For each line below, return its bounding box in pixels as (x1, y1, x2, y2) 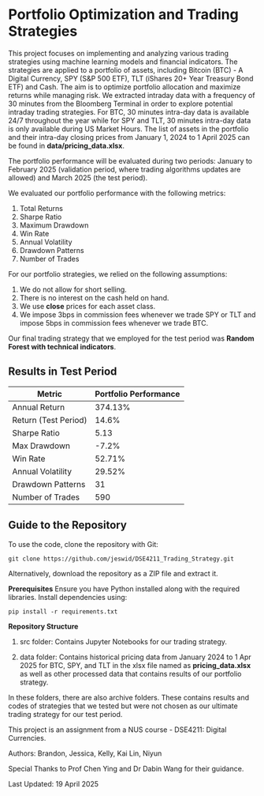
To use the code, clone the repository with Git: (8, 539, 159, 549)
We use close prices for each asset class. (19, 301, 156, 311)
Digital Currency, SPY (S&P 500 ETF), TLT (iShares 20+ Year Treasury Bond (8, 74, 254, 83)
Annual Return (12, 402, 65, 413)
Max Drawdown (12, 440, 71, 451)
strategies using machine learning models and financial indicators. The (8, 57, 238, 66)
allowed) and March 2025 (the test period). (8, 172, 148, 183)
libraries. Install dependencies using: (8, 592, 128, 602)
